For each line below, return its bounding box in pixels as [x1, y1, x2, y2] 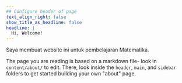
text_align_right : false [6, 14, 66, 20]
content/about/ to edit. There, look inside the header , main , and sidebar [6, 64, 177, 71]
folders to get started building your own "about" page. [6, 70, 136, 77]
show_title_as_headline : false [6, 19, 82, 25]
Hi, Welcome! [11, 30, 43, 36]
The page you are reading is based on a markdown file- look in [6, 58, 157, 65]
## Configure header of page [6, 8, 77, 15]
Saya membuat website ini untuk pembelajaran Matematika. [6, 46, 149, 53]
